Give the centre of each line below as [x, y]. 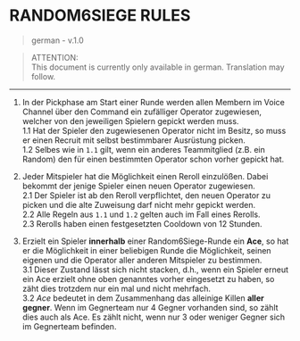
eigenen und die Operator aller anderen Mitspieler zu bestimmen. [142, 260]
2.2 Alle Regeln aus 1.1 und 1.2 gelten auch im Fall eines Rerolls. [141, 214]
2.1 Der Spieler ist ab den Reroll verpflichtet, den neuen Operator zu [146, 195]
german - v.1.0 [58, 40]
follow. [43, 76]
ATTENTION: [54, 57]
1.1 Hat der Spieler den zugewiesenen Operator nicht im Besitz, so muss [154, 130]
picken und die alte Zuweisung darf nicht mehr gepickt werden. [139, 204]
